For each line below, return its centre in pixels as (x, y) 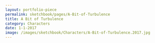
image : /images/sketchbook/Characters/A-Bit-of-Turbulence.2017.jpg (78, 33)
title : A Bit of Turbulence (34, 19)
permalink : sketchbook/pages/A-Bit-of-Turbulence (58, 14)
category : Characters (28, 23)
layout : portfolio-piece (31, 10)
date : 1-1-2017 (21, 28)
